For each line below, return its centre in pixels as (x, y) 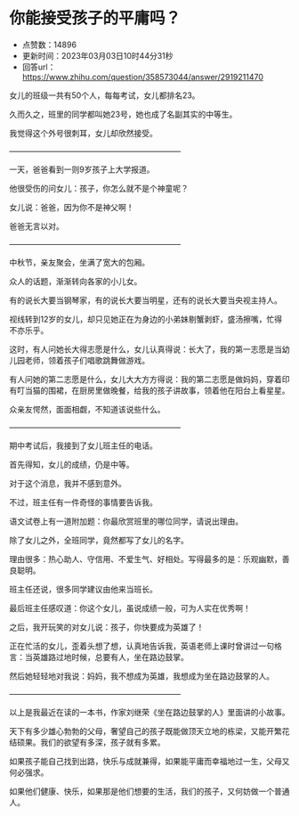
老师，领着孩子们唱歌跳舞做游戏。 (87, 360)
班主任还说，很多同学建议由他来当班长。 (83, 589)
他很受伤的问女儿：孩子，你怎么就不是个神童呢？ (99, 188)
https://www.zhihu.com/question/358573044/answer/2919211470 (143, 77)
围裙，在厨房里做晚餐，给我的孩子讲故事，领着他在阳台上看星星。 (169, 390)
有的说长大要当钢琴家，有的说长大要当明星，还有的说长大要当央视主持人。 (145, 300)
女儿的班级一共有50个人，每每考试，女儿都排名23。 (105, 95)
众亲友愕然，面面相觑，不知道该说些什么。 (87, 409)
